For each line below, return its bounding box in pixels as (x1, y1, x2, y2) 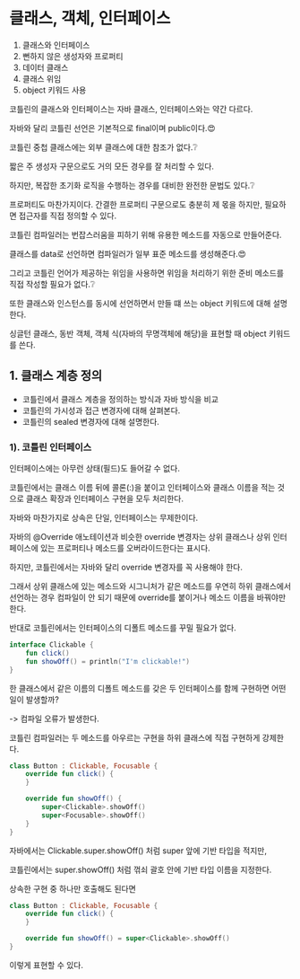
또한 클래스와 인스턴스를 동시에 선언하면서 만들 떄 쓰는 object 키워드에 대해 (9, 297, 271, 308)
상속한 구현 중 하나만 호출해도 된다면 (9, 883, 136, 894)
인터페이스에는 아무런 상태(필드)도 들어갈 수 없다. (9, 463, 181, 474)
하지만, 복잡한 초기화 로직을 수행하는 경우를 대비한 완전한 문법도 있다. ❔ (9, 180, 255, 190)
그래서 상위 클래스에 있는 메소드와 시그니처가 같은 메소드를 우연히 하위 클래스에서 (9, 581, 292, 592)
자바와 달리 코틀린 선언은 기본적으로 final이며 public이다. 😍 (9, 122, 217, 133)
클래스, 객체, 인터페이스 (9, 8, 171, 29)
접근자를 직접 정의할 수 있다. (18, 210, 117, 221)
